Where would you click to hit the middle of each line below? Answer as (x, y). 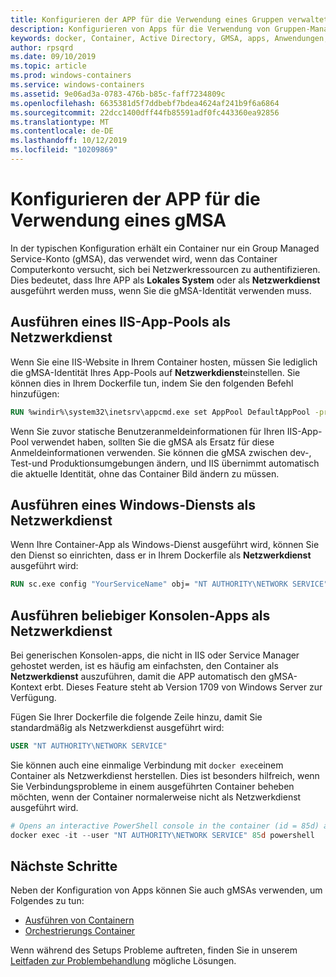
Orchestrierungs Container (80, 931)
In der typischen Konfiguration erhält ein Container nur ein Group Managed (165, 248)
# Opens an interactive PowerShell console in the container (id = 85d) (165, 826)
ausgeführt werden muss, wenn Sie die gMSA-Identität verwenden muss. (161, 290)
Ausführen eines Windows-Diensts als (133, 504)
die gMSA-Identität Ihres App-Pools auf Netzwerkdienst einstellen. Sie (155, 372)
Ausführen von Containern (79, 920)
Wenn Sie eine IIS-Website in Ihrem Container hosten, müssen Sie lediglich (164, 362)
